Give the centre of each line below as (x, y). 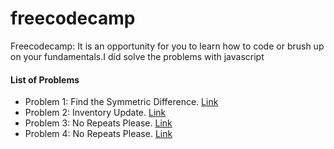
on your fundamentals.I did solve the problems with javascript (137, 56)
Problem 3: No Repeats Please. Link (98, 123)
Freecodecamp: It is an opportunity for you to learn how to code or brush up (167, 46)
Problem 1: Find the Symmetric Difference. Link (121, 102)
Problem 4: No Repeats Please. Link (98, 134)
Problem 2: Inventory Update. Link (95, 113)
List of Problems (45, 79)
